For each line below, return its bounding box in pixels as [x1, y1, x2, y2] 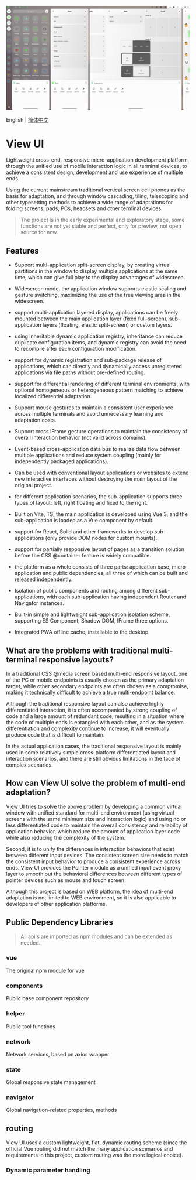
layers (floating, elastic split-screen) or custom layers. [43, 321, 172, 329]
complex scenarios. [6, 761, 54, 768]
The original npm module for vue [6, 967, 85, 974]
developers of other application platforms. [6, 900, 107, 907]
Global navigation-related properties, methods [6, 1107, 117, 1114]
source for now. [20, 229, 58, 236]
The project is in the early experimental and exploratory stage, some [20, 217, 185, 224]
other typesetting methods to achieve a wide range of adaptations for [6, 199, 173, 206]
